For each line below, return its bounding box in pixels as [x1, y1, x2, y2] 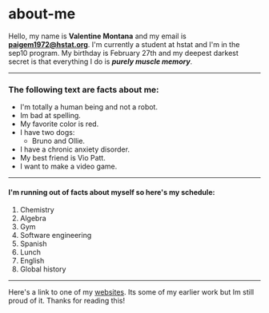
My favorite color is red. [19, 119, 99, 129]
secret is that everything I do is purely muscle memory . [8, 57, 193, 66]
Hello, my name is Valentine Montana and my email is [8, 31, 187, 41]
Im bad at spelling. [19, 111, 82, 121]
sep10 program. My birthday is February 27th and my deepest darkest [8, 48, 239, 57]
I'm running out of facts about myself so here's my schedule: [8, 187, 215, 196]
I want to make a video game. [19, 161, 118, 172]
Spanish [19, 239, 47, 248]
